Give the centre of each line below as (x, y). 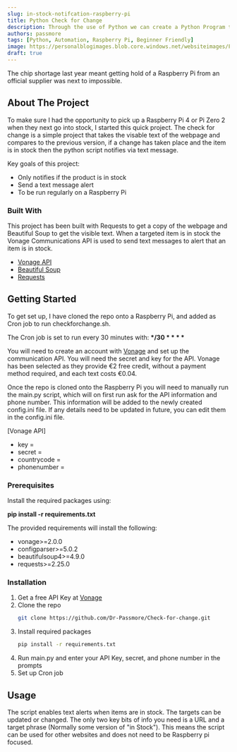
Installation (27, 583)
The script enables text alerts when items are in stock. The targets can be (114, 712)
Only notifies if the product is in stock (72, 177)
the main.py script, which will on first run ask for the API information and (112, 394)
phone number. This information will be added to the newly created (105, 402)
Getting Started (42, 299)
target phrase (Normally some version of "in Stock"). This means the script (116, 727)
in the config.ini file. (36, 417)
